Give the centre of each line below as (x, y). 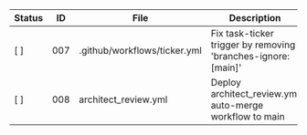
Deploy (226, 83)
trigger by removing (253, 45)
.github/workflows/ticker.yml (141, 51)
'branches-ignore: (250, 56)
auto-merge (237, 105)
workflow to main (248, 116)
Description (255, 18)
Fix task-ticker (242, 33)
